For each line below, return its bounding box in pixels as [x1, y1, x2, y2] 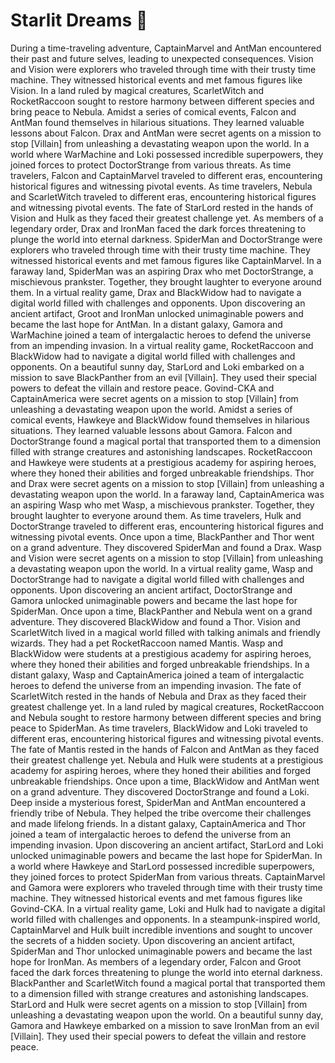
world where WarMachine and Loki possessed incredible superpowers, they [10, 148, 324, 160]
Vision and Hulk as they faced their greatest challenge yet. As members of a [10, 212, 324, 224]
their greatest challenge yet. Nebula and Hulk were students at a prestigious [10, 754, 324, 766]
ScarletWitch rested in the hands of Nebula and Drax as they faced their [10, 690, 307, 702]
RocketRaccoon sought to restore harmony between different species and [10, 95, 315, 107]
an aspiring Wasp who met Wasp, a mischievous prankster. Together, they [10, 499, 315, 511]
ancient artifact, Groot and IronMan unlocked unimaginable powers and [10, 307, 304, 319]
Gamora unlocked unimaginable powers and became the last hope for [10, 594, 298, 606]
